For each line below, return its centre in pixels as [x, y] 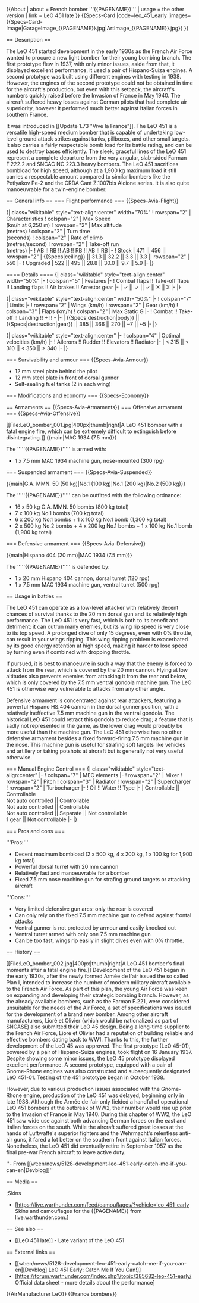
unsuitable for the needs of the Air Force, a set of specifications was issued [99, 1008]
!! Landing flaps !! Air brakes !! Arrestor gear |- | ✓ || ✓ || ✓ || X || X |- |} [94, 287]
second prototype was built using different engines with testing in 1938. [94, 77]
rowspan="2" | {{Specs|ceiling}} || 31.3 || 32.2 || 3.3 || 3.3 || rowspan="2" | [98, 257]
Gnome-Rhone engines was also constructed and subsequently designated [99, 1071]
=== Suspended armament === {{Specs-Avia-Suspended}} [79, 472]
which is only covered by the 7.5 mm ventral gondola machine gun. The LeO [99, 682]
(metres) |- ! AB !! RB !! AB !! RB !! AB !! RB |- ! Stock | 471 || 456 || [86, 250]
